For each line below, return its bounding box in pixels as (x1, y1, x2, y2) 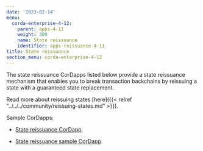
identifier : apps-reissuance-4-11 (17, 43, 105, 49)
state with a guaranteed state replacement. (6, 83, 115, 91)
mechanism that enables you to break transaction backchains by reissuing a (6, 77, 197, 85)
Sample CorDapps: (6, 114, 54, 121)
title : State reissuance (6, 49, 69, 55)
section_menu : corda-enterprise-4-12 (6, 54, 102, 60)
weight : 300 (17, 32, 48, 38)
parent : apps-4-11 (17, 26, 64, 32)
